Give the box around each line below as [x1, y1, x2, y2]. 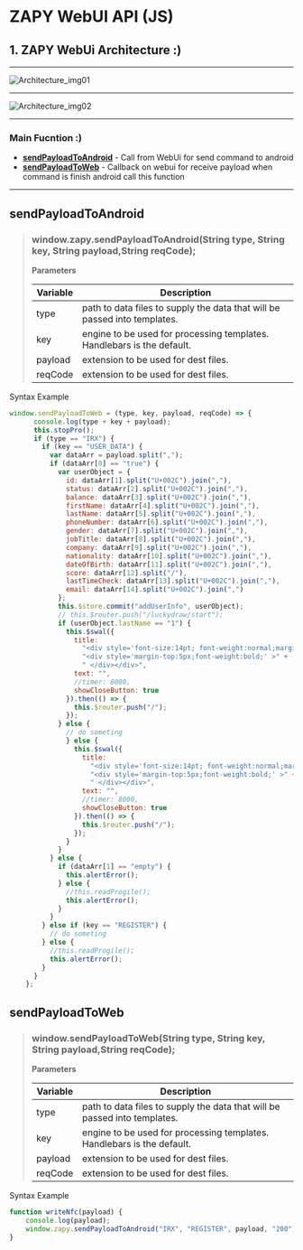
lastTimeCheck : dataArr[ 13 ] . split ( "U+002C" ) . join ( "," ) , [66, 576, 280, 586]
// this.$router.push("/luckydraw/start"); [57, 610, 224, 620]
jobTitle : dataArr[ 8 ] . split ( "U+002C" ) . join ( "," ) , [66, 535, 256, 544]
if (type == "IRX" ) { [32, 434, 115, 443]
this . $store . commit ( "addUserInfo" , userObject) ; [57, 602, 244, 611]
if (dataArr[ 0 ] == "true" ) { [49, 459, 160, 469]
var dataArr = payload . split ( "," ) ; [49, 451, 183, 460]
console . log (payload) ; [25, 1216, 111, 1225]
